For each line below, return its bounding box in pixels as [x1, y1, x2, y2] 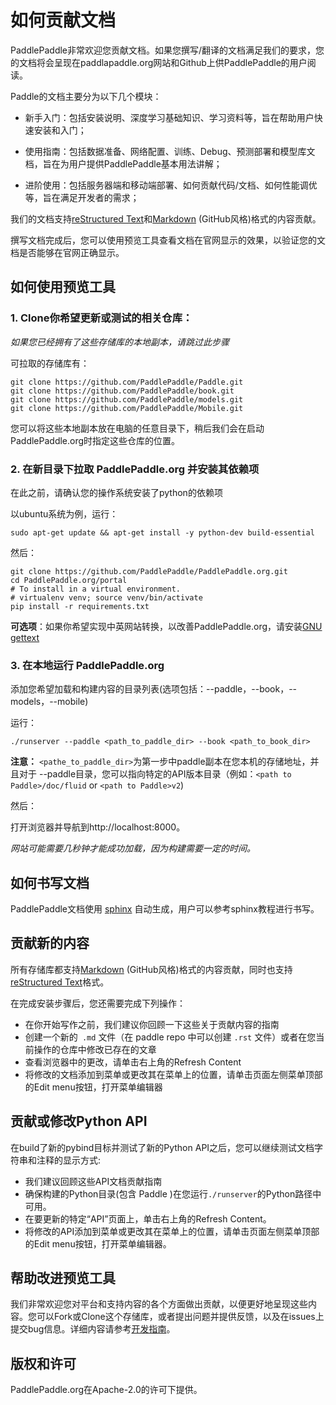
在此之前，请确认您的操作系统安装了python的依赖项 [10, 486, 223, 498]
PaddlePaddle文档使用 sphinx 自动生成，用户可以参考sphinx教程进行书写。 [10, 903, 320, 915]
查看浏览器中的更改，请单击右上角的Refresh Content [24, 1056, 242, 1068]
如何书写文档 [10, 874, 90, 891]
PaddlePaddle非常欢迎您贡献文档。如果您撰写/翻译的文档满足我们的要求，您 [10, 44, 325, 56]
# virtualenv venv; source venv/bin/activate [10, 592, 203, 603]
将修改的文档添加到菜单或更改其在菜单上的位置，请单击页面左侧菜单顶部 [24, 1068, 323, 1080]
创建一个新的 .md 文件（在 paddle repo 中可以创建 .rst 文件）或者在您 [24, 1031, 317, 1043]
